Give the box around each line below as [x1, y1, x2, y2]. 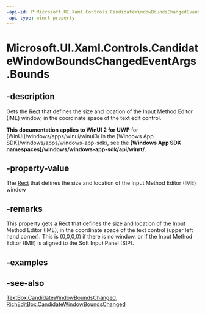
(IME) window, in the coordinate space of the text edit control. [6, 114, 162, 121]
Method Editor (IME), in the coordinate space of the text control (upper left [6, 226, 193, 234]
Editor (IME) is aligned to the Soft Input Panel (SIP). [6, 239, 134, 247]
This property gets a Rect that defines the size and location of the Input [6, 220, 186, 227]
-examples [6, 257, 48, 267]
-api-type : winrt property [6, 15, 75, 21]
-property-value [6, 163, 70, 173]
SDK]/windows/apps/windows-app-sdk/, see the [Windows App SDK [6, 139, 182, 146]
